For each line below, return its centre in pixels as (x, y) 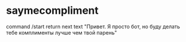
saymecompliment (52, 11)
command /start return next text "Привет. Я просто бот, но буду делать (93, 26)
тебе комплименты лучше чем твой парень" (62, 32)
